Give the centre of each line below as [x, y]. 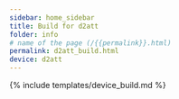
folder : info [34, 34]
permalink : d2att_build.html [64, 51]
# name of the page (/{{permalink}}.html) [90, 43]
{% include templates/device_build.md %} [88, 85]
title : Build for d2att [54, 26]
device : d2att [36, 59]
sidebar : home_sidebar [52, 18]
